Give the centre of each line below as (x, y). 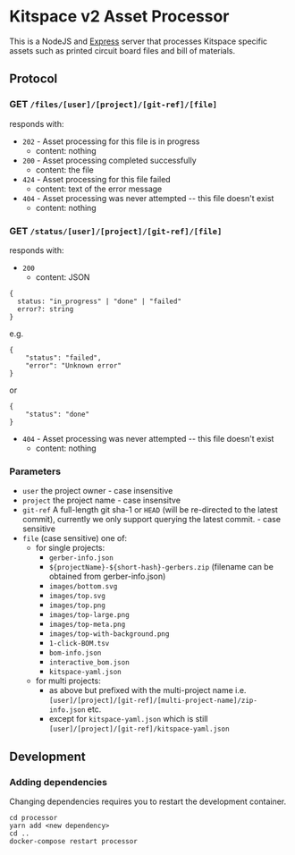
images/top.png (77, 605)
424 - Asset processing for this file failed (97, 179)
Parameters (35, 471)
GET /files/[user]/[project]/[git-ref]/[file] (113, 105)
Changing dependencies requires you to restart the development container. (148, 801)
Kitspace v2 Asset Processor (119, 17)
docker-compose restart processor (74, 841)
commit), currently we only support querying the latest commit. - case (152, 520)
